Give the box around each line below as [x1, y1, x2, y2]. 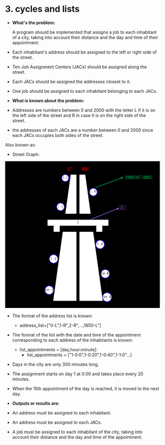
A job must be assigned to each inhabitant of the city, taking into [12, 429, 143, 435]
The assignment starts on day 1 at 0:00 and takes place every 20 [12, 371, 143, 377]
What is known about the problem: [12, 97, 84, 104]
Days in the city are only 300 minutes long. [12, 362, 99, 367]
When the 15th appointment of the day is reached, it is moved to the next [12, 386, 160, 391]
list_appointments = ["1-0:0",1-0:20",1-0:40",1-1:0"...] [27, 352, 132, 358]
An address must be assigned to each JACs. [12, 419, 102, 425]
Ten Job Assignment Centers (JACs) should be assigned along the [12, 64, 147, 70]
